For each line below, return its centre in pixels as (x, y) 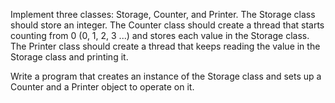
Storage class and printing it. (69, 57)
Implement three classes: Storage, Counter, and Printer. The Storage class (163, 14)
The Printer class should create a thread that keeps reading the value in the (165, 46)
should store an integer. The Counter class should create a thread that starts (167, 25)
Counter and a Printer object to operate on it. (102, 87)
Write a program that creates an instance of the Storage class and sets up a (166, 76)
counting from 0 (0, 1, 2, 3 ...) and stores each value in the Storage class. (160, 35)
